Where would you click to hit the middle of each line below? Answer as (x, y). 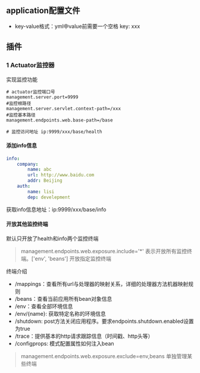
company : (28, 164)
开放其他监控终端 (27, 224)
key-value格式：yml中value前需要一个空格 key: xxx (77, 26)
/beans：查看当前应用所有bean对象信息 (63, 299)
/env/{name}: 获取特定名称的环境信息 (60, 313)
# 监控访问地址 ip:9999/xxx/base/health (54, 132)
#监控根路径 (19, 103)
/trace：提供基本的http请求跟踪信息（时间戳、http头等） (84, 336)
